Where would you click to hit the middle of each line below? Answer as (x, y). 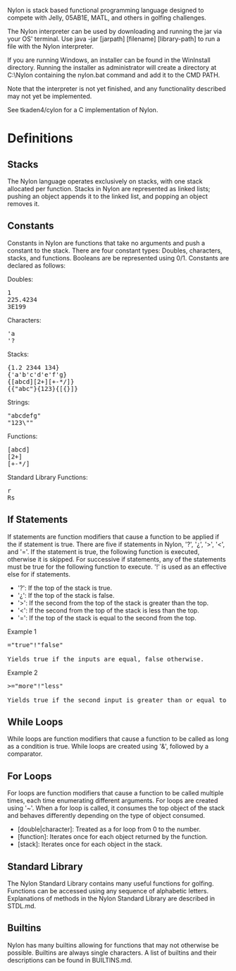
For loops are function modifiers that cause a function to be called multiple (116, 793)
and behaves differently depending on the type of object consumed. (106, 816)
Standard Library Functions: (48, 477)
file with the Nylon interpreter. (50, 46)
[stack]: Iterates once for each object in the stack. (90, 844)
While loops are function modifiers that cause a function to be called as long (118, 739)
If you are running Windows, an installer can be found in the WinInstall (109, 60)
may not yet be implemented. (50, 96)
